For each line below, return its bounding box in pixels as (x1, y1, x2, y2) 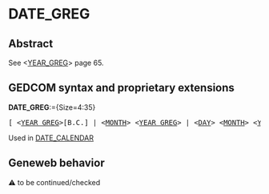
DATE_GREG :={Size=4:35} (8, 102, 96, 112)
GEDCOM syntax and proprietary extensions (8, 81, 235, 95)
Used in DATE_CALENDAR (8, 133, 94, 143)
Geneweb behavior (8, 156, 106, 170)
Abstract (8, 37, 54, 51)
